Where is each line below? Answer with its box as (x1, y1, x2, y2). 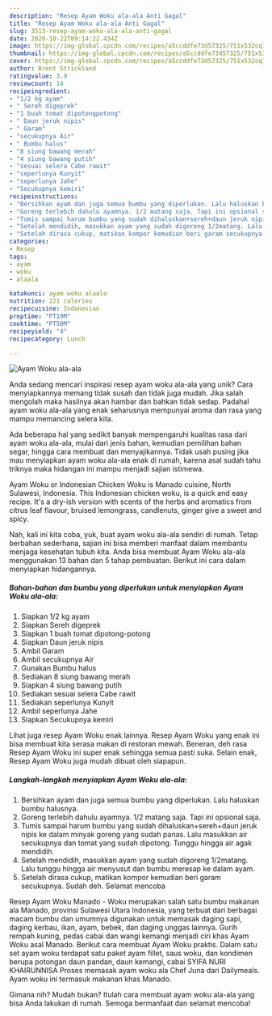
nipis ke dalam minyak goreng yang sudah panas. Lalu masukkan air (20, 830, 249, 840)
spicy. (9, 514, 29, 524)
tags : (9, 252, 27, 260)
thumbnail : (9, 49, 46, 57)
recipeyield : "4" (9, 327, 68, 336)
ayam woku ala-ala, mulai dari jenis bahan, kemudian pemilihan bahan (9, 438, 242, 448)
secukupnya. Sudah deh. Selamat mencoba (20, 881, 166, 891)
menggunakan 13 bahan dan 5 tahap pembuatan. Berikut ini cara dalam (9, 556, 246, 565)
